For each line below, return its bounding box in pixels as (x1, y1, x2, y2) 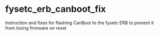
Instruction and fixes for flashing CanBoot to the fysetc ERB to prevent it (5, 20, 154, 26)
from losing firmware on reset (5, 25, 67, 31)
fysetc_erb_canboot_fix (5, 3, 106, 15)
